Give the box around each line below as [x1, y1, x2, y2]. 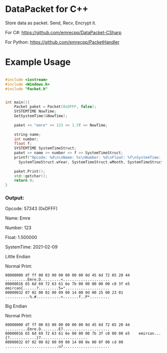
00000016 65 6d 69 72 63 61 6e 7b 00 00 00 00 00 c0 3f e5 [5, 282, 130, 287]
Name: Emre [5, 215, 31, 221]
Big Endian [5, 303, 27, 309]
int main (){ [5, 100, 30, 105]
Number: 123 [5, 225, 31, 231]
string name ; [14, 132, 41, 137]
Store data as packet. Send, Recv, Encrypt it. [5, 20, 96, 26]
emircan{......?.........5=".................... [5, 286, 110, 291]
